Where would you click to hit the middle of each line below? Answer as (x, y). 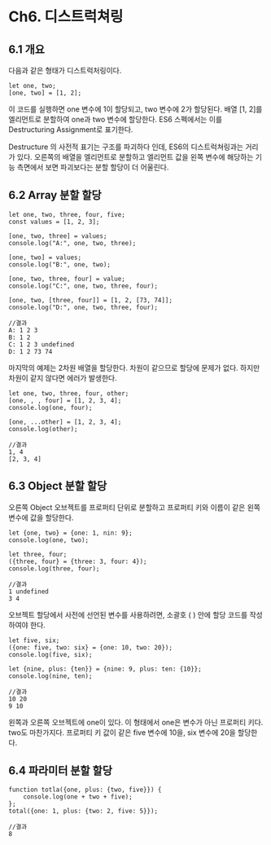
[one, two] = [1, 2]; (45, 93)
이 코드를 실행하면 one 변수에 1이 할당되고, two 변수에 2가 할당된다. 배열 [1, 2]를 (135, 109)
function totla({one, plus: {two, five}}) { (85, 790)
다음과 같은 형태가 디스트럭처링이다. (65, 70)
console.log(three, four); (54, 568)
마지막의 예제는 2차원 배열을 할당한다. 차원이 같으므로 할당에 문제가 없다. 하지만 (134, 367)
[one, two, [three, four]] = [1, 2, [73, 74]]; (91, 300)
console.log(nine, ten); (50, 676)
